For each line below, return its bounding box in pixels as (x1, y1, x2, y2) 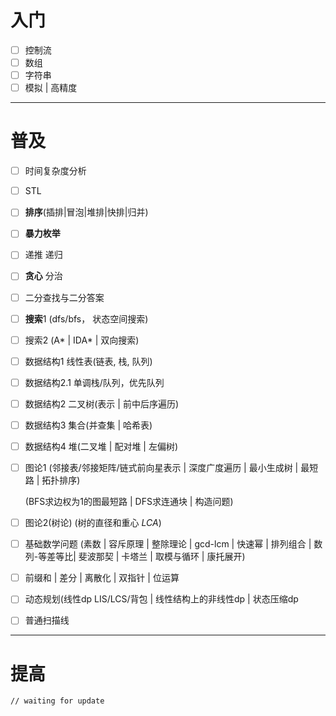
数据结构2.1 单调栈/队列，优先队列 (24, 376, 165, 388)
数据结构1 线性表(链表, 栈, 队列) (24, 355, 153, 367)
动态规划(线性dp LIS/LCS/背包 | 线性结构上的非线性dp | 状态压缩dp (24, 593, 299, 605)
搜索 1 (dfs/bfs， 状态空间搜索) (24, 312, 149, 325)
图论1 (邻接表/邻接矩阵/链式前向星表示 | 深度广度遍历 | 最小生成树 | (24, 462, 299, 473)
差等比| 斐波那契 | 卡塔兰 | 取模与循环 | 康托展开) (46, 551, 246, 563)
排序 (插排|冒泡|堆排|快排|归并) (24, 206, 149, 218)
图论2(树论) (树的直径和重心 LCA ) (24, 517, 162, 529)
